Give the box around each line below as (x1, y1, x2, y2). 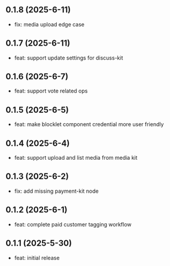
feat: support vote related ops (14, 87, 88, 95)
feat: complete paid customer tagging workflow (14, 220, 132, 228)
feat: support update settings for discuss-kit (14, 54, 123, 61)
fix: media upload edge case (14, 20, 85, 28)
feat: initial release (14, 254, 60, 261)
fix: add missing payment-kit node (14, 187, 99, 195)
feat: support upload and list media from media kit (14, 154, 138, 162)
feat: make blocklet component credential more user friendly (14, 121, 164, 128)
